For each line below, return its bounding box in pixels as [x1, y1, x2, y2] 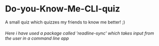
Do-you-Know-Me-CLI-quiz [5, 3, 120, 14]
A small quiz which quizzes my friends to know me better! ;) [5, 19, 125, 25]
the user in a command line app [5, 35, 69, 41]
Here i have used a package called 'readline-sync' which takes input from [5, 30, 155, 36]
